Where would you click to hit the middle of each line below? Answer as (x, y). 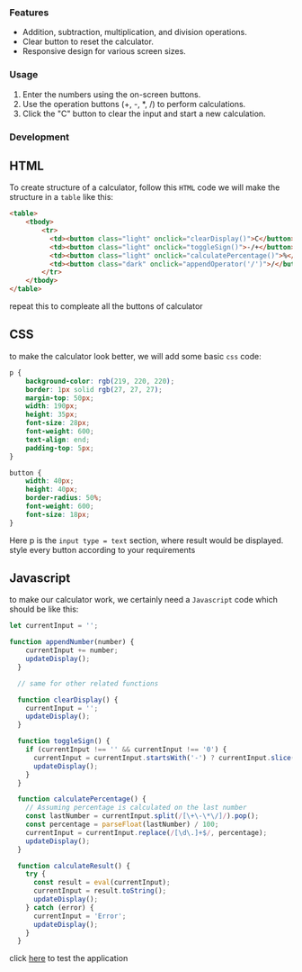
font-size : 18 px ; (58, 514)
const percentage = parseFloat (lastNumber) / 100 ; (122, 825)
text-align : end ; (58, 440)
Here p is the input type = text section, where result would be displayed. (147, 540)
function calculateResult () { (74, 866)
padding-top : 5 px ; (60, 448)
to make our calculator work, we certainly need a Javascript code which (144, 600)
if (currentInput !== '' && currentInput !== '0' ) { (126, 749)
